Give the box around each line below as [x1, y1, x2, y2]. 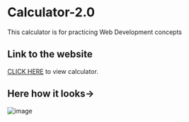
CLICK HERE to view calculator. [7, 67, 99, 75]
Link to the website [7, 48, 93, 60]
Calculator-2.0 [7, 4, 96, 21]
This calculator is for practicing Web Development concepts [7, 28, 183, 36]
